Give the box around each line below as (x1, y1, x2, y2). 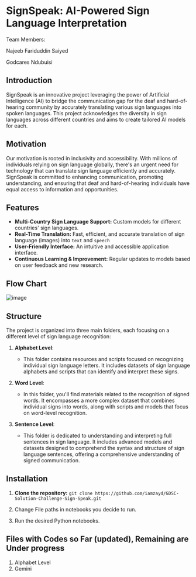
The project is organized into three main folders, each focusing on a (6, 327, 170, 334)
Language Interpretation (6, 16, 127, 30)
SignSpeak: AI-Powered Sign (6, 4, 150, 18)
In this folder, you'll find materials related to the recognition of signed (23, 391, 190, 397)
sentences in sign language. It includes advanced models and (23, 438, 173, 445)
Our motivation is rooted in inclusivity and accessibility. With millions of (6, 154, 177, 162)
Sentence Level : (14, 421, 55, 428)
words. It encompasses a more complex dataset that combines (23, 397, 175, 404)
